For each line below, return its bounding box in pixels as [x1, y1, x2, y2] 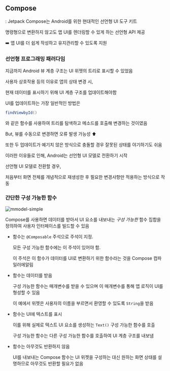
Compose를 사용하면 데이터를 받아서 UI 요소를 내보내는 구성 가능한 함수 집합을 [5, 217, 161, 223]
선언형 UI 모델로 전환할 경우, [5, 163, 61, 169]
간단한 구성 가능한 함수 [5, 194, 57, 201]
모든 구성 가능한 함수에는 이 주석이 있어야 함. [12, 245, 101, 251]
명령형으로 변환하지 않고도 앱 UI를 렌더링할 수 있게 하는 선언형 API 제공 [5, 29, 146, 35]
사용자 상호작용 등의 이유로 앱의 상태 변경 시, [5, 79, 93, 85]
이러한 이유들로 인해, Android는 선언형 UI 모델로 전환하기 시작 [5, 152, 128, 158]
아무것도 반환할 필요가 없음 [30, 360, 84, 367]
